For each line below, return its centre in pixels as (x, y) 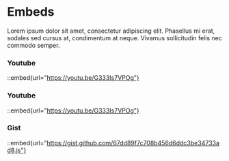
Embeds (31, 12)
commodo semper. (33, 45)
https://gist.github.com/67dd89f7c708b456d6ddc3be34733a (133, 143)
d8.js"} (17, 150)
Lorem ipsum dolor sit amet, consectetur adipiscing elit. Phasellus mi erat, (111, 31)
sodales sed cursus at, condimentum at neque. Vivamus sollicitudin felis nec (114, 38)
